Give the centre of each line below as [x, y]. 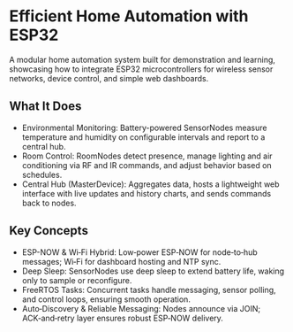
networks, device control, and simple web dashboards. [109, 78]
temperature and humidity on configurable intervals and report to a [143, 137]
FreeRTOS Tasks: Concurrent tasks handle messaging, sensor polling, [149, 290]
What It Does [45, 107]
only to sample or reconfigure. [77, 280]
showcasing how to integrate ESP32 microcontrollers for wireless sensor [141, 69]
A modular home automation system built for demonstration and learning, [143, 59]
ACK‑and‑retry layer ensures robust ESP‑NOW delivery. [122, 318]
